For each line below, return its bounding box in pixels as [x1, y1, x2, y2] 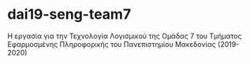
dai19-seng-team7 [7, 5, 132, 23]
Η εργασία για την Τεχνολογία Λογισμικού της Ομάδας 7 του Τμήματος [7, 31, 242, 41]
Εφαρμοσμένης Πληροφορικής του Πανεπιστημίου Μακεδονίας [7, 39, 216, 48]
